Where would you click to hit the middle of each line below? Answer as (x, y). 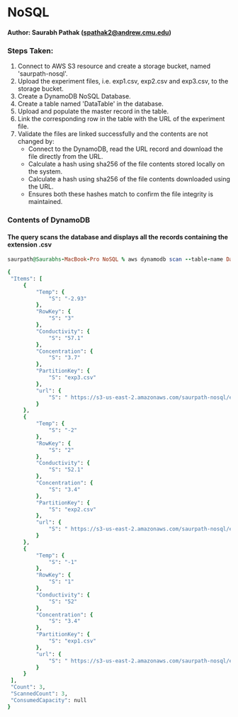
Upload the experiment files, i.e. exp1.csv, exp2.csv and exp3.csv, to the (123, 81)
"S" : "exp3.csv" (73, 378)
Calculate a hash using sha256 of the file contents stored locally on (126, 164)
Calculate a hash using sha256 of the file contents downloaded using (129, 179)
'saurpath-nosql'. (42, 74)
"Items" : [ (26, 278)
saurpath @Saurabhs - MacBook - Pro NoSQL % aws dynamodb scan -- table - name (115, 259)
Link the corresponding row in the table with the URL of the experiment (121, 119)
